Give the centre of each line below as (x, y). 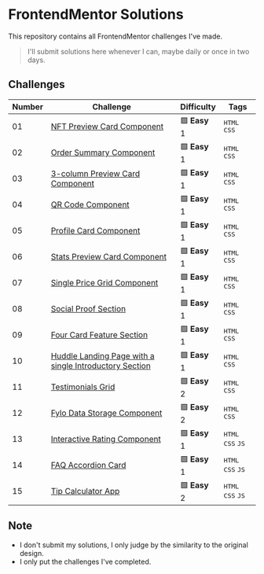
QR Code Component (90, 204)
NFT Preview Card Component (107, 127)
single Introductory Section (101, 366)
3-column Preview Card (95, 174)
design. (32, 553)
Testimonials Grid (83, 387)
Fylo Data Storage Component (106, 413)
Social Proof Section (88, 309)
